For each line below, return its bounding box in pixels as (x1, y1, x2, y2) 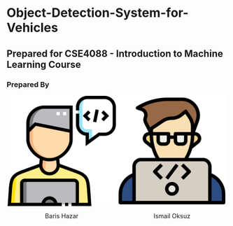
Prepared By (6, 79, 50, 89)
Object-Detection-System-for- (6, 5, 189, 21)
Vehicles (6, 20, 59, 36)
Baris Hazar (44, 211, 79, 220)
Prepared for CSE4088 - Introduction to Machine (6, 48, 223, 59)
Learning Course (6, 58, 81, 71)
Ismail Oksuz (153, 211, 190, 220)
